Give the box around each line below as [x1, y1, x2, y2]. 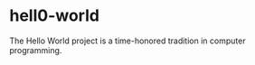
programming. [9, 44, 62, 55]
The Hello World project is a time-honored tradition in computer [9, 35, 246, 46]
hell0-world [9, 5, 99, 26]
